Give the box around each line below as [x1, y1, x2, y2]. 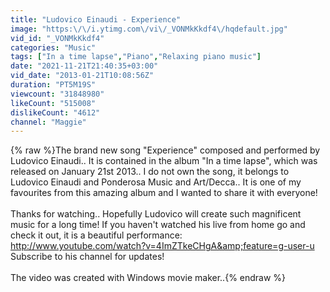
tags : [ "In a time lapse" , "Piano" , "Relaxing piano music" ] [10, 52, 262, 62]
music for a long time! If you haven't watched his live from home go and [10, 219, 306, 231]
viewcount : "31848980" [10, 89, 105, 99]
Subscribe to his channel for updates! [10, 251, 165, 263]
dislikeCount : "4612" [10, 107, 101, 118]
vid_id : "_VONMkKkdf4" [10, 33, 105, 43]
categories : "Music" [10, 42, 97, 53]
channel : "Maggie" [10, 117, 87, 127]
